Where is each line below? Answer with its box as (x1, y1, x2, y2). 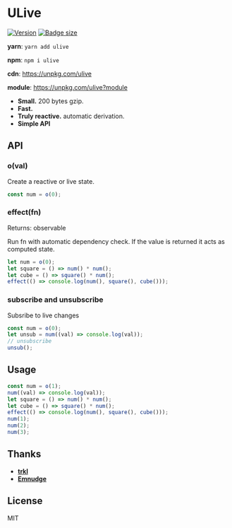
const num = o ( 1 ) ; (7, 382, 61, 389)
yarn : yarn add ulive (7, 42, 69, 50)
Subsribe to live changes (7, 311, 80, 319)
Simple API (17, 119, 51, 128)
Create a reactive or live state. (7, 177, 95, 185)
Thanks (7, 448, 42, 460)
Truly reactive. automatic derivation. (17, 112, 125, 120)
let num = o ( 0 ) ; (7, 258, 55, 266)
